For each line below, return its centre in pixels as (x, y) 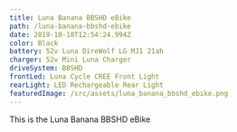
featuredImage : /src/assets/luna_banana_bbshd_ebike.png (119, 93)
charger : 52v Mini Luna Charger (70, 60)
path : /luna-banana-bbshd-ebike (70, 26)
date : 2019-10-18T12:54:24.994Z (70, 34)
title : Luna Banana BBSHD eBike (70, 18)
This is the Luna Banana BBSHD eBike (80, 119)
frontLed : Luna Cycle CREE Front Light (85, 77)
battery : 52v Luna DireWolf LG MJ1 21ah (87, 52)
